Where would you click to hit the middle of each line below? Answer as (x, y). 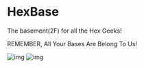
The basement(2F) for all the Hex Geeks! (64, 31)
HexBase (33, 12)
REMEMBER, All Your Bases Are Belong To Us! (72, 44)
